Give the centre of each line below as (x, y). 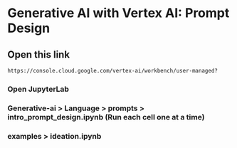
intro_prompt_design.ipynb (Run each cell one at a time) (106, 117)
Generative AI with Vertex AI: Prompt (118, 13)
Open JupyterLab (38, 89)
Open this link (38, 54)
